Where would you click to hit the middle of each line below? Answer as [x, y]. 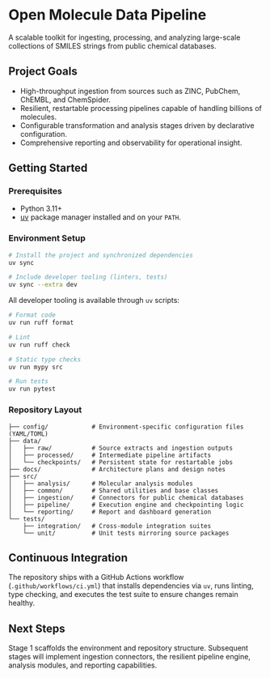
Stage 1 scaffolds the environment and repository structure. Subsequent [129, 648]
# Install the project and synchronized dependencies [101, 255]
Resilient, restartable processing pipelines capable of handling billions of [141, 108]
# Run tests [28, 382]
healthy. [21, 603]
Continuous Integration [68, 558]
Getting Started [48, 168]
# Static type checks [45, 359]
